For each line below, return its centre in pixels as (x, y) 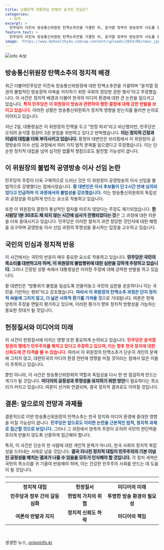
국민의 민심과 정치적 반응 (40, 244)
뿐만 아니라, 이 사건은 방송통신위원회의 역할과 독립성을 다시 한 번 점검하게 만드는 (81, 375)
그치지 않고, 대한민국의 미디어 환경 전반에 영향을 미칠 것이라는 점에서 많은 (80, 358)
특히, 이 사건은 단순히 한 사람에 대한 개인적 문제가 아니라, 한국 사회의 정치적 (76, 445)
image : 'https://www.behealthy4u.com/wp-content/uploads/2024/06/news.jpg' (84, 42)
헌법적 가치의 (82, 496)
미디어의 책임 (132, 516)
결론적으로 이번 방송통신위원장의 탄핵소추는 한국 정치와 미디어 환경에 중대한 (77, 417)
